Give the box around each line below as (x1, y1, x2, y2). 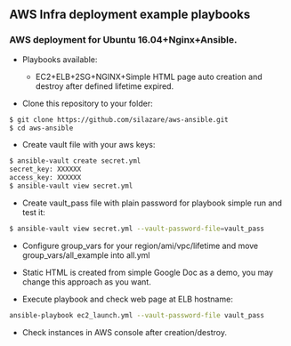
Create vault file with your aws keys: (21, 140, 156, 150)
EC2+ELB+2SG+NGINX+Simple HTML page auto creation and (35, 71, 263, 82)
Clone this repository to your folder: (21, 98, 153, 109)
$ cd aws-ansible (9, 124, 74, 133)
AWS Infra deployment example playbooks (9, 7, 251, 22)
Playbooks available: (21, 53, 98, 65)
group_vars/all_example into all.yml (21, 249, 150, 261)
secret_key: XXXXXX (9, 165, 82, 174)
